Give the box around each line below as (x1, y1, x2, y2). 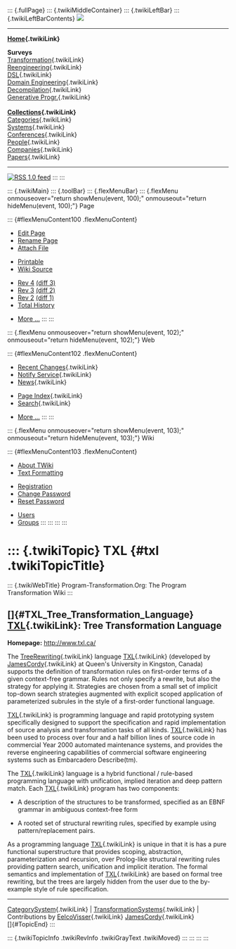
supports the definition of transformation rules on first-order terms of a (7, 667, 213, 675)
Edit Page (17, 229, 46, 237)
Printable (17, 257, 44, 266)
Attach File (17, 244, 49, 252)
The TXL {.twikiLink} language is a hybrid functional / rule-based (7, 769, 193, 777)
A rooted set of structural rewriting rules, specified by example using (17, 819, 216, 827)
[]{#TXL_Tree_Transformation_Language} (7, 609, 195, 621)
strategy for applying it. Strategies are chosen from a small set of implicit (7, 682, 218, 690)
